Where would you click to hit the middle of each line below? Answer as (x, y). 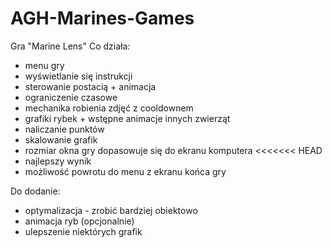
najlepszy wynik (58, 161)
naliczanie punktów (64, 129)
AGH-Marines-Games (102, 18)
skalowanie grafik (61, 139)
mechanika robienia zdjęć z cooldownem (109, 108)
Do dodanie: (35, 191)
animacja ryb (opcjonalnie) (79, 221)
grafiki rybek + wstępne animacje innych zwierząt (127, 118)
